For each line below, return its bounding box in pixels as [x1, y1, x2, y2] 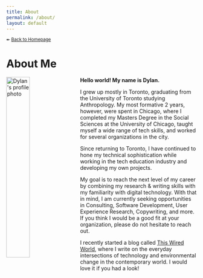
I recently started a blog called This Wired [80, 239, 184, 247]
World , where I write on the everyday [80, 245, 172, 253]
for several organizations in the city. [80, 134, 169, 141]
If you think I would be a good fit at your [80, 215, 179, 222]
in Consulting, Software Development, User [80, 202, 188, 209]
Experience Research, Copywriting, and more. [80, 208, 195, 215]
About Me [6, 57, 57, 70]
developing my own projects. [80, 164, 152, 172]
